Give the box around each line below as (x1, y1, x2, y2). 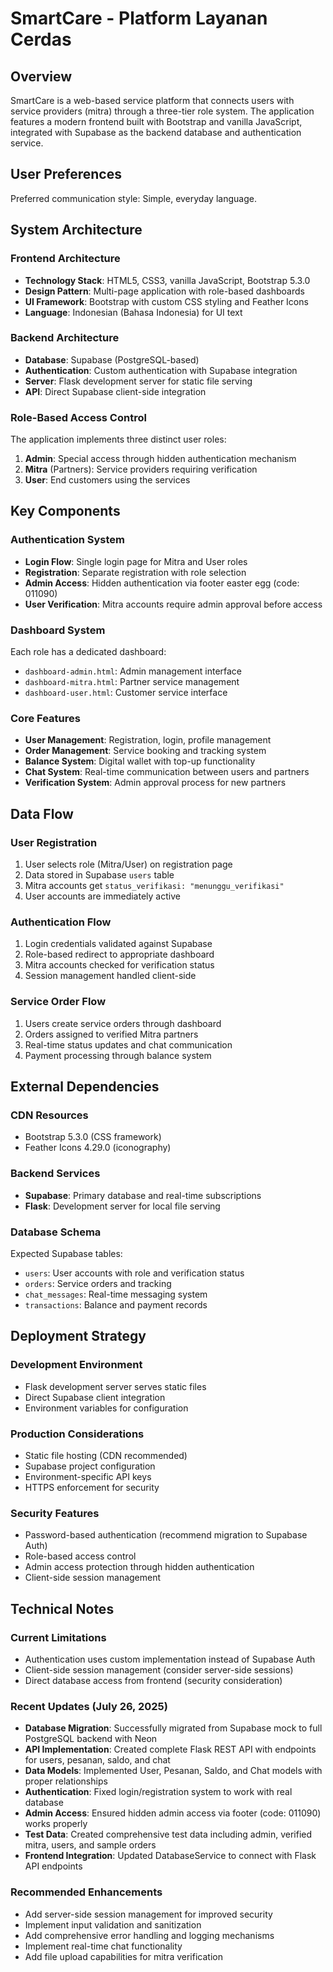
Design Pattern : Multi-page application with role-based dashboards (24, 285, 305, 297)
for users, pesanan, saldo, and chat (24, 1754, 171, 1766)
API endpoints (24, 1860, 83, 1872)
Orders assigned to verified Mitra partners (24, 1028, 199, 1040)
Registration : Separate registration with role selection (24, 566, 247, 578)
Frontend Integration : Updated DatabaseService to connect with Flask (24, 1850, 317, 1862)
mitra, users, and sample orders (24, 1839, 157, 1851)
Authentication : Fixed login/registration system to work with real (24, 1786, 293, 1798)
